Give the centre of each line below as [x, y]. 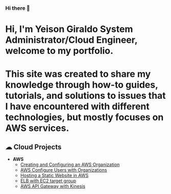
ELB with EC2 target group [48, 181]
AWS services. [37, 128]
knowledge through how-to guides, [82, 85]
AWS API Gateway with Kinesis [53, 186]
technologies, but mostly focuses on [84, 117]
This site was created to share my [78, 74]
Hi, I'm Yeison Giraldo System [69, 29]
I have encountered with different [77, 107]
